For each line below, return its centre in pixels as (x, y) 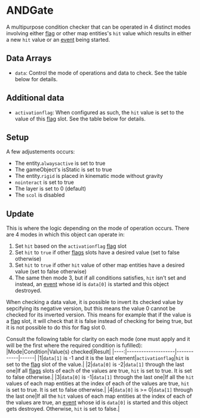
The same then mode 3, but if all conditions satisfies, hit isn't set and (100, 278)
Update (20, 213)
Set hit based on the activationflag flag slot (70, 246)
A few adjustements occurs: (41, 152)
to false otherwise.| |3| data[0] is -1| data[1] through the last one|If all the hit (100, 377)
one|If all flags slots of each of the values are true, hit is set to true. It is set (99, 371)
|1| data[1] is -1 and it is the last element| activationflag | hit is (114, 358)
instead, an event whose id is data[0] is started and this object (92, 284)
